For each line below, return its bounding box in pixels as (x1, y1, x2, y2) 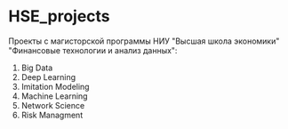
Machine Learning (20, 91, 88, 101)
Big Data (20, 62, 53, 73)
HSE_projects (8, 6, 110, 27)
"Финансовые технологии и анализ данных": (8, 44, 178, 55)
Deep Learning (20, 71, 76, 82)
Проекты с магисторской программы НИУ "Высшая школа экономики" (8, 36, 280, 46)
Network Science (20, 100, 85, 110)
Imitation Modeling (20, 81, 90, 92)
